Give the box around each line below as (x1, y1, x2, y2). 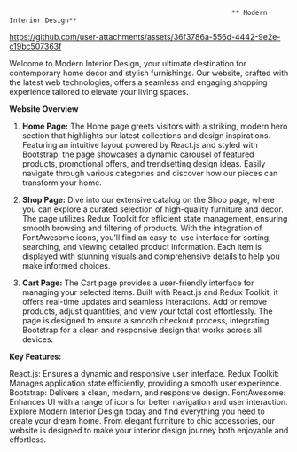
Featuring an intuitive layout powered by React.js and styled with (21, 140, 259, 150)
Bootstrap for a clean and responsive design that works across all (21, 324, 262, 335)
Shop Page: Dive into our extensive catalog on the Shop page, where (21, 195, 275, 205)
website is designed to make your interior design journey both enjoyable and (9, 425, 289, 435)
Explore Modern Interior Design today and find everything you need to (9, 406, 266, 417)
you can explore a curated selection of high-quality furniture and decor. (21, 204, 284, 214)
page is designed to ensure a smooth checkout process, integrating (21, 316, 270, 325)
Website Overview (9, 104, 79, 114)
